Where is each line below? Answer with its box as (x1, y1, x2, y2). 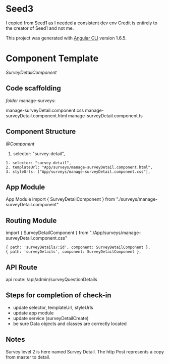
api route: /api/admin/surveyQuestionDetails (6, 276, 97, 282)
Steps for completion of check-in (6, 291, 111, 300)
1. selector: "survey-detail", (6, 160, 72, 165)
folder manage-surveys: (6, 97, 56, 104)
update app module (13, 309, 54, 316)
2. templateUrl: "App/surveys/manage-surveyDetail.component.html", (6, 165, 153, 170)
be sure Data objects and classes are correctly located (13, 321, 127, 327)
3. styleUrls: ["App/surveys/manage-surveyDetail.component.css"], (6, 169, 151, 174)
